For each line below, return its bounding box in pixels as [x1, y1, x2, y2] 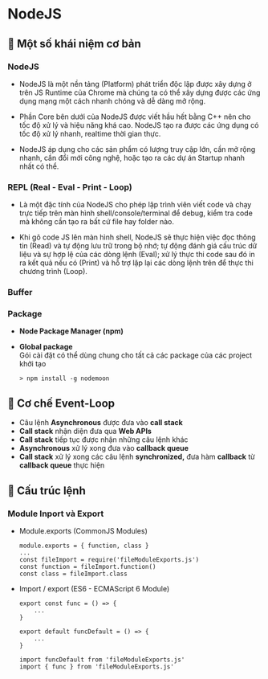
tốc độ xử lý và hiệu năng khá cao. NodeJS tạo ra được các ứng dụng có [18, 120, 259, 129]
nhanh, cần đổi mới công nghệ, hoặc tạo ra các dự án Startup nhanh [18, 153, 246, 162]
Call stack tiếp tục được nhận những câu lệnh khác [18, 435, 189, 444]
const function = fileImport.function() [18, 562, 156, 571]
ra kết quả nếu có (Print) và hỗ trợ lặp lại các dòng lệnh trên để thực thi [18, 258, 254, 268]
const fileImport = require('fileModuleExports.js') [18, 555, 200, 563]
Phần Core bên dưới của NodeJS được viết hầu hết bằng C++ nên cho [18, 112, 251, 121]
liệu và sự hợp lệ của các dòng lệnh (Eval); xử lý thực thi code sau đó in [18, 250, 256, 260]
